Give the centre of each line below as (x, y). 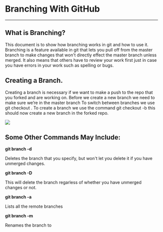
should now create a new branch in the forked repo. (57, 113)
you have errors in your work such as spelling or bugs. (59, 65)
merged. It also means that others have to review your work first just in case (81, 60)
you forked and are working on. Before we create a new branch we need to (80, 97)
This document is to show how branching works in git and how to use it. (77, 44)
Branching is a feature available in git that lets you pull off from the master (79, 50)
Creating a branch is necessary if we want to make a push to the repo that (79, 92)
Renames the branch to (28, 225)
